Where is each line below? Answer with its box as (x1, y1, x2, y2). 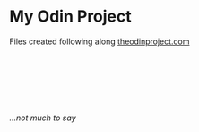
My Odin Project (9, 6, 132, 27)
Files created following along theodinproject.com (9, 36, 190, 47)
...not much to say (9, 112, 76, 123)
